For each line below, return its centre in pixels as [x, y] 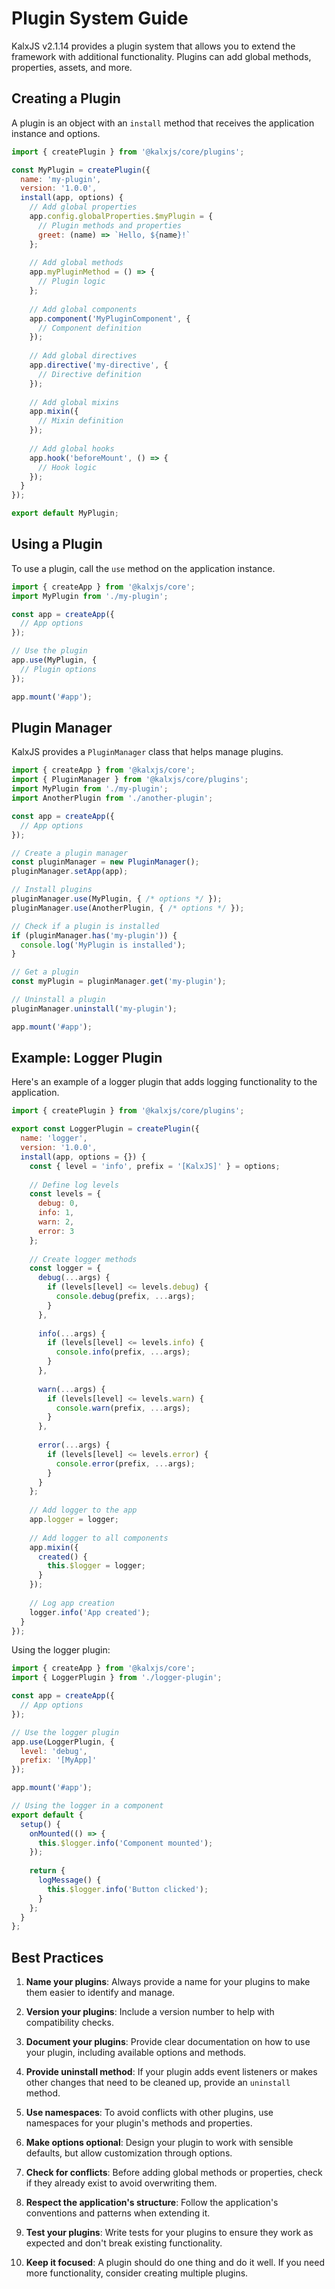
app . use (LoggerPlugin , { [63, 1742]
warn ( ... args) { [71, 1389]
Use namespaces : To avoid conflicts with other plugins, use [149, 2113]
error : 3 [56, 1231]
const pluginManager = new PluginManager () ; [105, 862]
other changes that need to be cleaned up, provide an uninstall [158, 2083]
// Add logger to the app [83, 1510]
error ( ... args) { [74, 1445]
